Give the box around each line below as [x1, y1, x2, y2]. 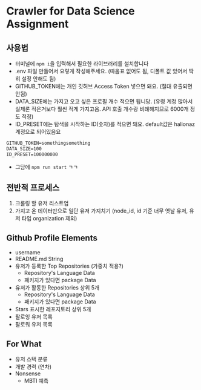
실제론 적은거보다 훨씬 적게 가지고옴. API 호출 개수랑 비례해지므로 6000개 [15, 105, 189, 113]
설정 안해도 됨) [21, 75, 56, 82]
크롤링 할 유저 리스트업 [15, 200, 69, 207]
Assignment [6, 17, 69, 31]
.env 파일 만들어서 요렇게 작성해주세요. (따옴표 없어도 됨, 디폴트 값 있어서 [15, 68, 188, 74]
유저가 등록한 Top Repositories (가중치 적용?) [15, 262, 124, 270]
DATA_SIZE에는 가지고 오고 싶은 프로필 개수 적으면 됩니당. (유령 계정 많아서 [15, 98, 193, 105]
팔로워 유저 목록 [15, 321, 53, 328]
